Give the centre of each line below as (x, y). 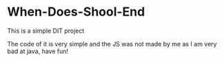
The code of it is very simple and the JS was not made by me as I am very (112, 44)
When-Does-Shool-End (76, 12)
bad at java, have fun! (38, 51)
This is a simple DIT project (46, 31)
